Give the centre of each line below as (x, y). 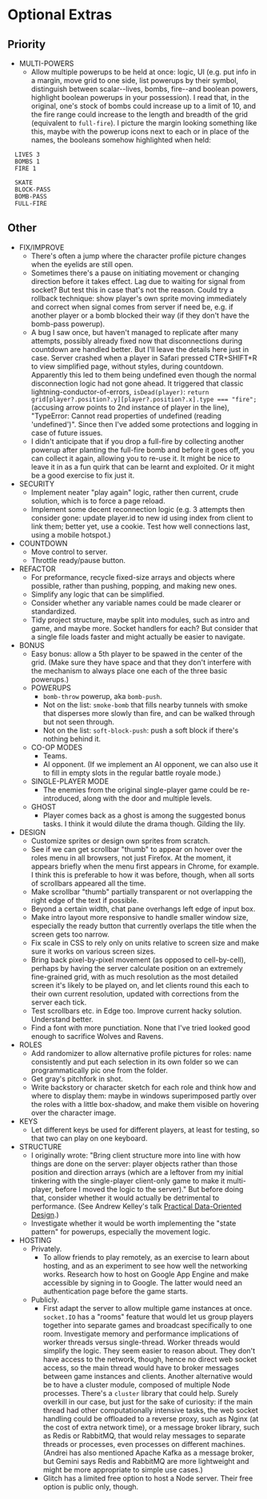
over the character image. (74, 1113)
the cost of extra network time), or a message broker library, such (151, 1427)
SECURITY (37, 484)
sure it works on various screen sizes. (94, 951)
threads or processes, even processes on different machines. (144, 1444)
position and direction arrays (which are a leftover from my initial (137, 1172)
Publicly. (45, 1299)
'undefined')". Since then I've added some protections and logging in (144, 424)
